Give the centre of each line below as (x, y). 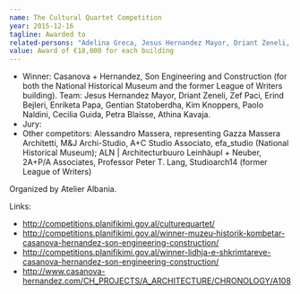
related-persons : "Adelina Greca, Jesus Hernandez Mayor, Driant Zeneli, (150, 43)
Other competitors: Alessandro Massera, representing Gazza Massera (151, 134)
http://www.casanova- (64, 272)
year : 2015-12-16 (42, 26)
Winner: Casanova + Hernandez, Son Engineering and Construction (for (154, 76)
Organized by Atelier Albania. (63, 189)
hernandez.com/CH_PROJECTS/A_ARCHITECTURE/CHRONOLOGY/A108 (156, 281)
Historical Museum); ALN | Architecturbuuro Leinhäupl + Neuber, (142, 152)
